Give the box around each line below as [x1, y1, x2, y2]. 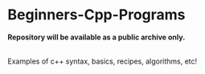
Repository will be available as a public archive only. [7, 32, 186, 42]
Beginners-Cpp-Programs [7, 6, 186, 24]
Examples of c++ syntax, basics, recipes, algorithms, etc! [7, 56, 198, 66]
